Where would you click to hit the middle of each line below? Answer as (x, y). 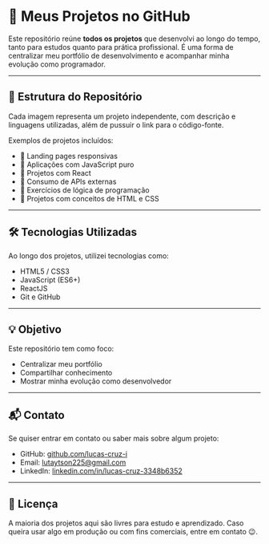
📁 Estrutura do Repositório (75, 97)
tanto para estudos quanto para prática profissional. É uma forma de (121, 47)
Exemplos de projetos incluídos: (61, 140)
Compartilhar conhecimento (66, 373)
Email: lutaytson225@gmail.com (73, 463)
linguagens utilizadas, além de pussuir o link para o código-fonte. (116, 124)
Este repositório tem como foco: (61, 349)
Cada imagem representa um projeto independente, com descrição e (122, 116)
